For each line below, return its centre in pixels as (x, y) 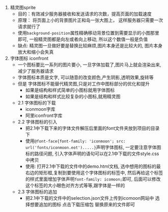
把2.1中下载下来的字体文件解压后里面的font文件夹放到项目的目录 (92, 128)
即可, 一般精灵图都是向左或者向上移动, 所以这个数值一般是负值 (83, 39)
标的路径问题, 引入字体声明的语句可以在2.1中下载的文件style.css (92, 154)
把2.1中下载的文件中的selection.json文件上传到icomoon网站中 (90, 198)
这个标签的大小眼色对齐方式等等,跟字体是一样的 (75, 185)
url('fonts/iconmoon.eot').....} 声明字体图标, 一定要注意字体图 (93, 147)
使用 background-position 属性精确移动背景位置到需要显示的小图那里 (88, 33)
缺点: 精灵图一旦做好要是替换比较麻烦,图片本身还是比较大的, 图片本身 (90, 46)
